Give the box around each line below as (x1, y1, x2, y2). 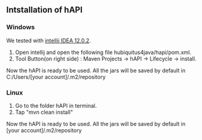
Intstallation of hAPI (6, 5, 83, 15)
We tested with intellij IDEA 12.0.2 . (6, 36, 91, 44)
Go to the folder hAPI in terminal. (15, 102, 97, 109)
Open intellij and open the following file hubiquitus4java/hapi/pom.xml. (15, 48, 192, 56)
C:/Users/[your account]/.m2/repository (6, 73, 106, 81)
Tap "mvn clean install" (15, 108, 73, 116)
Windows (6, 23, 35, 32)
